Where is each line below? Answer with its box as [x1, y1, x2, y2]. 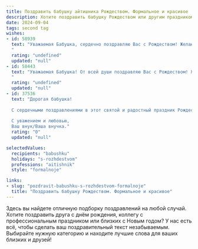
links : [6, 178, 22, 184]
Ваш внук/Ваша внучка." [11, 124, 70, 130]
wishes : [6, 31, 25, 36]
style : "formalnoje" [11, 167, 62, 173]
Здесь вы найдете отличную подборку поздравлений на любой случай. [6, 204, 187, 212]
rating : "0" [11, 129, 41, 135]
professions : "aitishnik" [11, 161, 75, 168]
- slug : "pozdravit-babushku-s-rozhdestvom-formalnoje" [6, 183, 146, 189]
